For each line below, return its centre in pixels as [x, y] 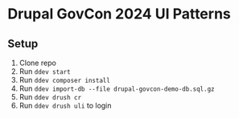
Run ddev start [45, 71]
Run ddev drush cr [50, 97]
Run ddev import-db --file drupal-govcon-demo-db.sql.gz [117, 88]
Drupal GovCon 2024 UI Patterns [119, 14]
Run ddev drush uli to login [65, 106]
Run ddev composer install [64, 80]
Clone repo [38, 63]
